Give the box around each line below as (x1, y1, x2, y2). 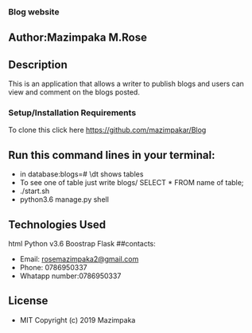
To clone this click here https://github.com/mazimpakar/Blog (8, 126, 207, 135)
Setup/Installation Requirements (8, 107, 137, 118)
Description (8, 58, 68, 72)
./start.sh (19, 186, 50, 196)
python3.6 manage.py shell (19, 195, 110, 204)
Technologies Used (8, 218, 106, 231)
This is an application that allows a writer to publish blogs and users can (8, 79, 245, 89)
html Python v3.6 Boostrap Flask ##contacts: (8, 239, 157, 249)
